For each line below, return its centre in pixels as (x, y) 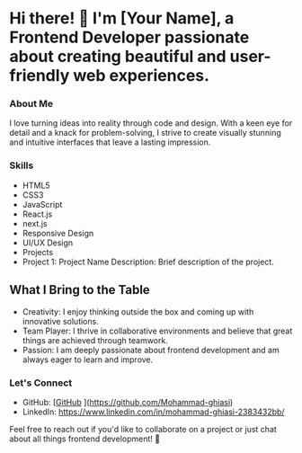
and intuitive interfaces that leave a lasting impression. (110, 142)
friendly (40, 76)
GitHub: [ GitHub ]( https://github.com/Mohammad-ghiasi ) (128, 402)
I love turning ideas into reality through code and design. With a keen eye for (151, 123)
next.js (35, 223)
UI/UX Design (48, 243)
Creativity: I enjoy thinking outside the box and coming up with (138, 311)
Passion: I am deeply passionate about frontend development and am (151, 350)
